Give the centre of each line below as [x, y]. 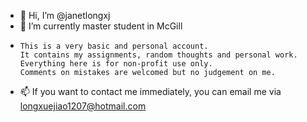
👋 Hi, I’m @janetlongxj [65, 15]
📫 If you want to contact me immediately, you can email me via [150, 91]
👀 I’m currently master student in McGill [101, 26]
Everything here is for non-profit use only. [116, 64]
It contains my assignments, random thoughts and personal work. [158, 55]
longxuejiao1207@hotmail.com [83, 106]
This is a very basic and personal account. [114, 46]
